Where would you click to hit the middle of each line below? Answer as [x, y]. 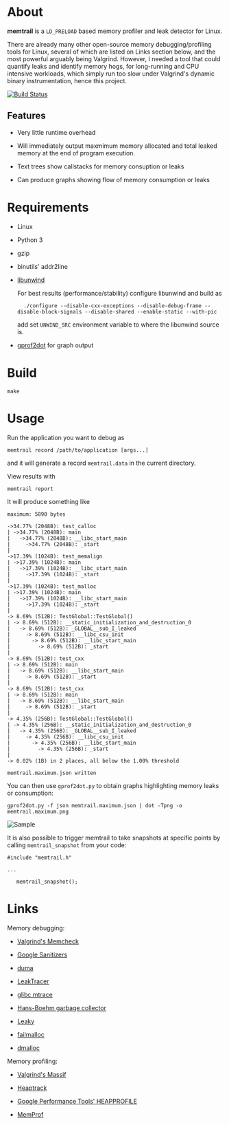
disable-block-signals [49, 312]
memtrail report [30, 489]
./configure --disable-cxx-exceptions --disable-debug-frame [113, 306]
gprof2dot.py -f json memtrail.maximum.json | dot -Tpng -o [95, 805]
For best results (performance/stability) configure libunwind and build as [119, 293]
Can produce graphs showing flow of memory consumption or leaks [113, 179]
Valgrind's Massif [41, 1074]
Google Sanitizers [42, 954]
